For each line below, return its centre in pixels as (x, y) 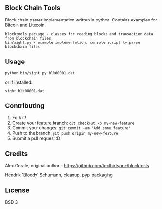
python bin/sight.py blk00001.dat (40, 73)
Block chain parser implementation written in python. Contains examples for (81, 20)
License (17, 190)
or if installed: (19, 82)
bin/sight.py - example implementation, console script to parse (72, 42)
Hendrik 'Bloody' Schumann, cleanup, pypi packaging (59, 175)
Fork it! (19, 118)
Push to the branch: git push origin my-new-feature (65, 133)
